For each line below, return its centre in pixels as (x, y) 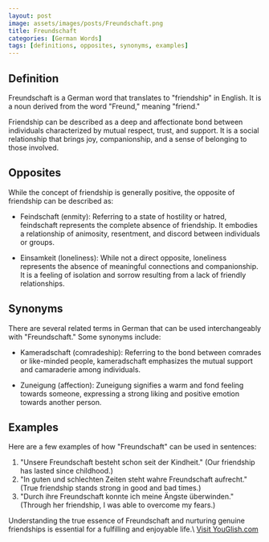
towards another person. (61, 402)
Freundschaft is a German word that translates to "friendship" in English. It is (135, 97)
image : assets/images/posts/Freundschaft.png (86, 23)
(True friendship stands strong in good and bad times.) (110, 488)
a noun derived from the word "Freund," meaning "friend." (104, 106)
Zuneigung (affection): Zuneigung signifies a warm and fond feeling (132, 385)
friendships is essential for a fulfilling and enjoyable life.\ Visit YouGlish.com (133, 529)
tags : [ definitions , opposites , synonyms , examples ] (98, 46)
